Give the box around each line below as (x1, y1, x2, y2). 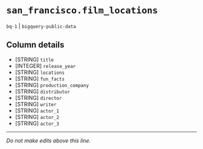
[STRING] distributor (14, 88, 71, 95)
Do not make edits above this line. (6, 137, 91, 144)
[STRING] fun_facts (14, 74, 65, 82)
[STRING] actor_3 (14, 120, 59, 127)
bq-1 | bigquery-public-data (6, 22, 77, 29)
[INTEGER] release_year (14, 62, 76, 69)
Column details (6, 40, 65, 50)
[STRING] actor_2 (14, 113, 59, 120)
